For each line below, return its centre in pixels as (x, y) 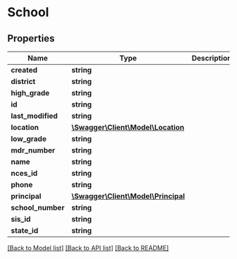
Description (212, 58)
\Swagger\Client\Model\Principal (128, 196)
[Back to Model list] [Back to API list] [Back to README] (88, 248)
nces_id (24, 173)
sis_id (21, 219)
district (23, 82)
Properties (31, 38)
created (24, 70)
